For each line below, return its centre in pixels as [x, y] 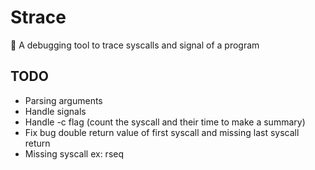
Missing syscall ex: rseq [74, 153]
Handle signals [55, 111]
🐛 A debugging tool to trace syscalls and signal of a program [135, 45]
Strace [38, 17]
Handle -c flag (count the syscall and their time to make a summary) [165, 122]
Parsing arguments [63, 100]
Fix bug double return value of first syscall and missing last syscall [162, 132]
